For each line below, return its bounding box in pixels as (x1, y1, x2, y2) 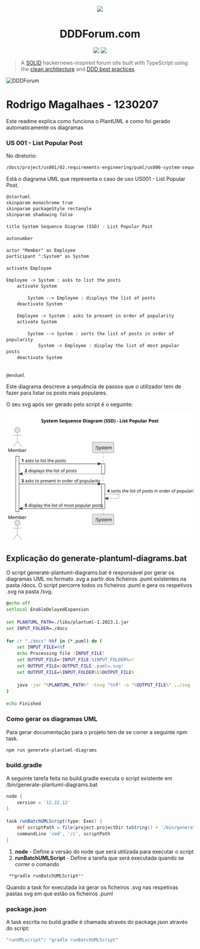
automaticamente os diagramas (6, 124, 84, 131)
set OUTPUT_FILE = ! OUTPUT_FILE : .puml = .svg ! (17, 663, 124, 669)
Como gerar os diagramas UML (6, 715, 98, 723)
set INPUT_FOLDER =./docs (6, 625, 68, 631)
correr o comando (14, 860, 60, 867)
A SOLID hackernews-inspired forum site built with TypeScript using (20, 59, 188, 66)
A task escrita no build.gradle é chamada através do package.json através (6, 918, 188, 925)
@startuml (6, 194, 31, 200)
